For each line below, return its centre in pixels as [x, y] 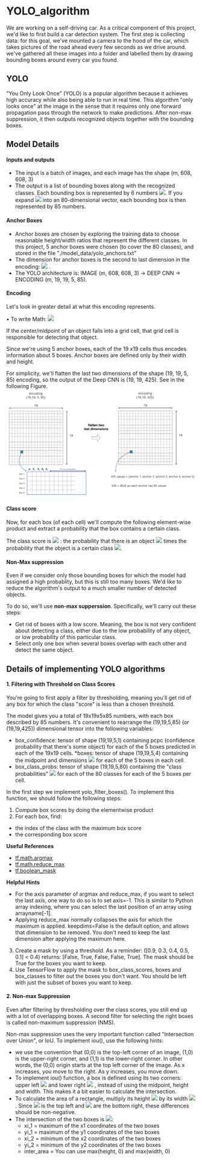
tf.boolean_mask [35, 870]
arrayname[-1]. [33, 913]
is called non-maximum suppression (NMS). [61, 1022]
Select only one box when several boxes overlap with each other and [101, 644]
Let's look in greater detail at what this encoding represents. [81, 306]
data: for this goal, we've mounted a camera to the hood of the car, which [97, 40]
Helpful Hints [23, 882]
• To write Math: [27, 319]
